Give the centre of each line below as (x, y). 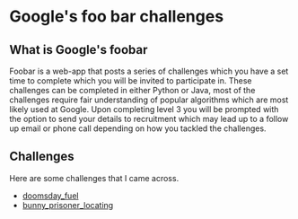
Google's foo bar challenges (117, 17)
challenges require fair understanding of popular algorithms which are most (149, 100)
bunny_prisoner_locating (68, 205)
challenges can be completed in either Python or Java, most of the (132, 90)
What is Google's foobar (79, 50)
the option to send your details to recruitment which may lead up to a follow (149, 119)
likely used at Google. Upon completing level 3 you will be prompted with (144, 109)
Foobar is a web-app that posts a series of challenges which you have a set (149, 71)
